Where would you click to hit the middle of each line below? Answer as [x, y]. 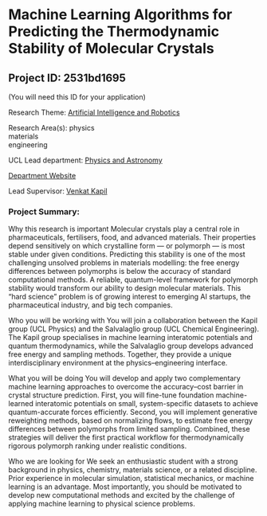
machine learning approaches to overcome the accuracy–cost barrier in [126, 387]
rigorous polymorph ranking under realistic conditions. [98, 446]
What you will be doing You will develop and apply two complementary [124, 378]
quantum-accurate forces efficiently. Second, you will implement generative [133, 412]
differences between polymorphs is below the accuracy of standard [120, 272]
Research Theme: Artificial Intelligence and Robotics [94, 112]
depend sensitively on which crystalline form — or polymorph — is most [127, 246]
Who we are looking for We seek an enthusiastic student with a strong [123, 461]
